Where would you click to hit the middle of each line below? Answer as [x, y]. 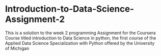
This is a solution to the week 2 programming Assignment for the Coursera [80, 33]
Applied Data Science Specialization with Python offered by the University [80, 43]
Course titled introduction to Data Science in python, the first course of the [80, 38]
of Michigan [17, 48]
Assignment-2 [35, 19]
